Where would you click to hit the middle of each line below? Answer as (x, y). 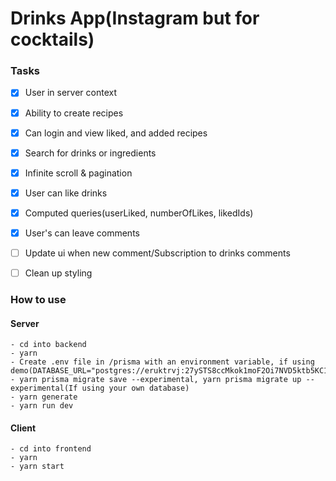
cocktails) (52, 39)
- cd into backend (48, 345)
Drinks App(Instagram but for (135, 18)
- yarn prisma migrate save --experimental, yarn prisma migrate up (156, 380)
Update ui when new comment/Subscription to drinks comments (157, 253)
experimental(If (44, 388)
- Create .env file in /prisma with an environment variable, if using (162, 362)
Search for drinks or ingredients (90, 153)
